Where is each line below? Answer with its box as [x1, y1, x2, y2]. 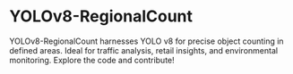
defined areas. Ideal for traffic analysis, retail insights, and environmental [9, 45, 279, 55]
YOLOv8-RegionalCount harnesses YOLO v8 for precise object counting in [9, 36, 284, 46]
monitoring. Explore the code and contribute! [9, 54, 175, 65]
